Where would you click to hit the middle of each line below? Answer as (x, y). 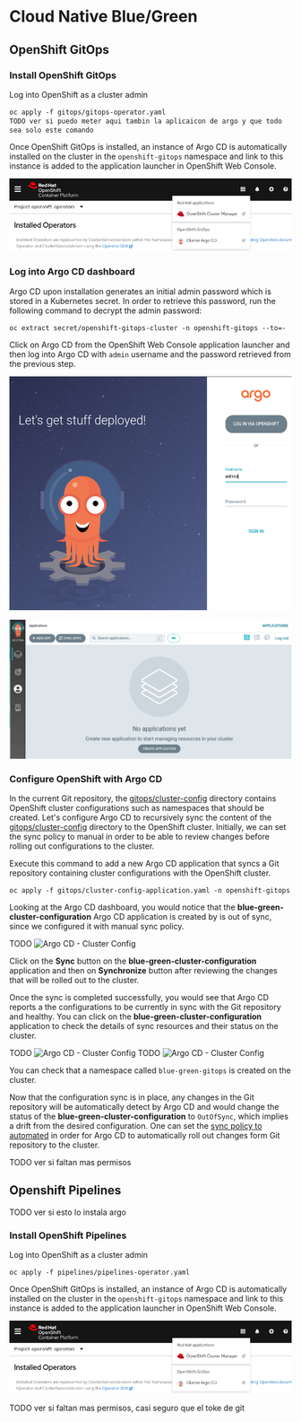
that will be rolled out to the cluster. (74, 980)
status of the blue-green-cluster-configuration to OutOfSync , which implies (149, 1116)
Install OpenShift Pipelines (68, 1235)
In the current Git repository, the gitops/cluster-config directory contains (143, 798)
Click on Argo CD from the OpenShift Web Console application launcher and (150, 345)
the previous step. (43, 363)
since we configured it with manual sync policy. (97, 926)
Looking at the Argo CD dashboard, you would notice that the (122, 907)
